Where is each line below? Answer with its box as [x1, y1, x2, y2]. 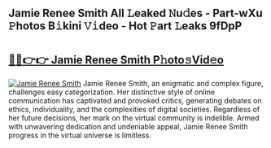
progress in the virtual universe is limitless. [8, 130, 152, 140]
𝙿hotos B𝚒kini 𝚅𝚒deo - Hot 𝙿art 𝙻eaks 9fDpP [8, 20, 243, 33]
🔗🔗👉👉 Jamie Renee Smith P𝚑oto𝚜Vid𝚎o [8, 53, 224, 67]
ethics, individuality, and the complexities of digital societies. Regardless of [8, 105, 260, 114]
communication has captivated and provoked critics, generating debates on [8, 96, 262, 105]
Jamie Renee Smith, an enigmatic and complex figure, [82, 79, 264, 88]
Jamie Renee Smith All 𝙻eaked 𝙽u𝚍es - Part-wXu [8, 7, 263, 20]
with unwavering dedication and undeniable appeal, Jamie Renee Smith [8, 122, 248, 131]
